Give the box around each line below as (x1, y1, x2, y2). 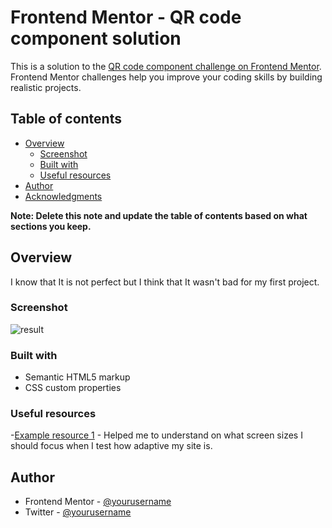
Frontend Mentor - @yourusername (24, 496, 172, 508)
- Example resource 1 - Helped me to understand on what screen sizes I (10, 429, 303, 441)
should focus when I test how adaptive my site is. (10, 440, 213, 452)
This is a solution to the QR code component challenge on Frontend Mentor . (10, 60, 322, 72)
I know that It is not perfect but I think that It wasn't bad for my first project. (10, 276, 320, 288)
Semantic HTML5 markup (24, 371, 131, 383)
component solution (10, 27, 182, 50)
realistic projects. (10, 81, 82, 93)
